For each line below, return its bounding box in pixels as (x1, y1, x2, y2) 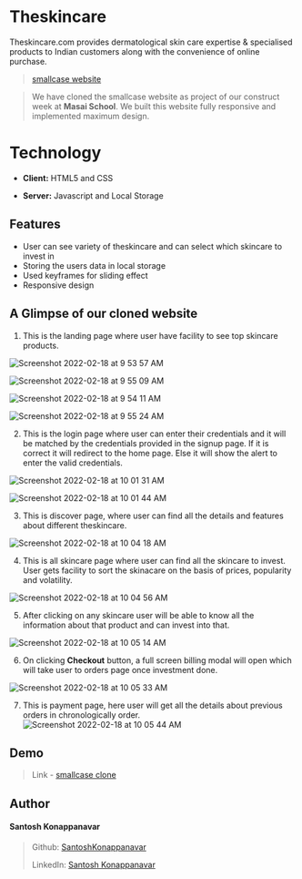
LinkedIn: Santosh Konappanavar (31, 859, 156, 870)
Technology (9, 143, 102, 163)
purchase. (9, 56, 47, 66)
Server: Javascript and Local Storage (22, 189, 164, 201)
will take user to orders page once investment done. (22, 664, 218, 675)
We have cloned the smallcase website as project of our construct (31, 91, 280, 102)
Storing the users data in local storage (22, 260, 166, 271)
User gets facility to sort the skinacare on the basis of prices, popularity (22, 565, 292, 576)
